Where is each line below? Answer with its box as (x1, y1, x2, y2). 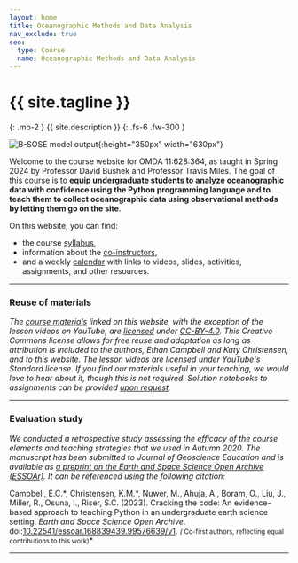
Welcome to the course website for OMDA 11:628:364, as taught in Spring (9, 156, 278, 167)
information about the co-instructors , (21, 246, 158, 257)
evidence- (233, 497, 272, 508)
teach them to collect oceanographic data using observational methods (9, 193, 279, 204)
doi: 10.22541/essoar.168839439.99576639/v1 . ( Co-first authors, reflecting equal (9, 525, 284, 536)
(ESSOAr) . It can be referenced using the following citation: (9, 471, 226, 481)
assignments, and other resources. (21, 265, 150, 276)
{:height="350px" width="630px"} (98, 138, 224, 149)
